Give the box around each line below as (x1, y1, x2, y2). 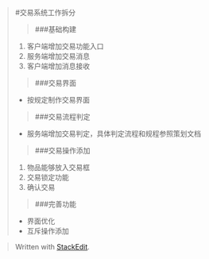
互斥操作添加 (26, 226, 69, 235)
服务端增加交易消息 (26, 52, 91, 60)
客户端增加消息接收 (26, 61, 91, 71)
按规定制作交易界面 (26, 95, 91, 104)
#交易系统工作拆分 (14, 8, 76, 17)
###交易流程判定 (34, 112, 91, 122)
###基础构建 (34, 25, 77, 34)
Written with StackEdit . (14, 242, 91, 251)
